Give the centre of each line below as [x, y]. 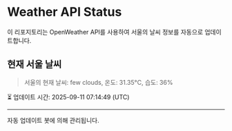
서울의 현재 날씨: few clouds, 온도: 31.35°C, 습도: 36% [98, 82]
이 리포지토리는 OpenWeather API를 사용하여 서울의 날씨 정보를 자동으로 [105, 32]
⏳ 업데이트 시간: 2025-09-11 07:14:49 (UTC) [68, 97]
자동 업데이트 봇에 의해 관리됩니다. [53, 120]
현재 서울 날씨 [35, 64]
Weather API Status [65, 12]
